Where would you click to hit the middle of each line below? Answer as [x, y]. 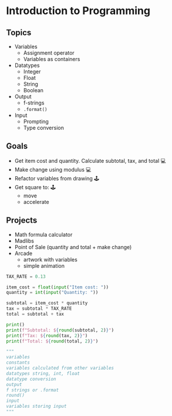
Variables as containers [52, 59]
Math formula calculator [43, 234]
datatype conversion [31, 379]
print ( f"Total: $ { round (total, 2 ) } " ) [52, 341]
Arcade [23, 253]
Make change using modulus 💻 [53, 169]
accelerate [36, 202]
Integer [32, 71]
